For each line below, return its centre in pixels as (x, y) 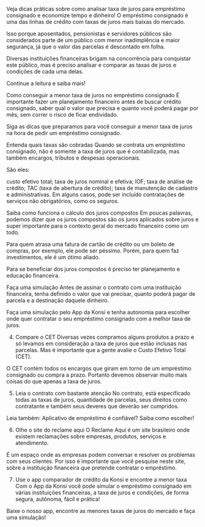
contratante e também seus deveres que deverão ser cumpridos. (97, 406)
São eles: (18, 170)
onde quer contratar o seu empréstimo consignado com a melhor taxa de (99, 319)
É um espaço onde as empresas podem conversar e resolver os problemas (101, 455)
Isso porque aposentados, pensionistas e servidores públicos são (89, 34)
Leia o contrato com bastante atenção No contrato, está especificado (103, 393)
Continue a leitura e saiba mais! (46, 83)
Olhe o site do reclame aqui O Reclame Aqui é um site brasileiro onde (102, 430)
